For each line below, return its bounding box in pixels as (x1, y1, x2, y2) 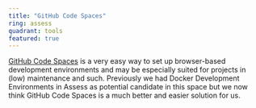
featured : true (8, 34, 60, 43)
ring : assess (8, 19, 52, 27)
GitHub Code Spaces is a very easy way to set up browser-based (8, 56, 226, 66)
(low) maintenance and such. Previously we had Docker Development (8, 73, 240, 83)
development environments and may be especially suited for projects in (8, 65, 246, 75)
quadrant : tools (8, 27, 63, 35)
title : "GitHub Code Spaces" (8, 11, 107, 20)
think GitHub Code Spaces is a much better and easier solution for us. (8, 90, 241, 101)
